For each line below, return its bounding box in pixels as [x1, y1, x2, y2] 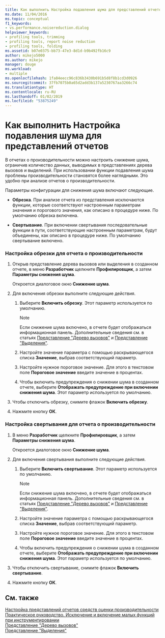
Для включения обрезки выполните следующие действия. [12, 290, 136, 296]
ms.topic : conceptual [5, 16, 50, 21]
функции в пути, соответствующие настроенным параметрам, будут [12, 227, 157, 233]
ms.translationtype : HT [5, 85, 54, 90]
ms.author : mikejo [5, 58, 43, 62]
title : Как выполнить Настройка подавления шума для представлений [5, 7, 146, 12]
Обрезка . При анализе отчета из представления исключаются [12, 197, 144, 203]
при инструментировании [5, 617, 60, 623]
